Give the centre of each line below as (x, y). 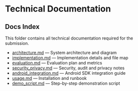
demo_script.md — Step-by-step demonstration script (66, 83)
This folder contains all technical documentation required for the (69, 38)
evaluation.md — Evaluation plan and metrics (57, 63)
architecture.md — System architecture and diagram (64, 52)
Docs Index (22, 27)
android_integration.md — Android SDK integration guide (69, 73)
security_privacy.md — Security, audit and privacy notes (68, 68)
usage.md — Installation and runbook (49, 78)
